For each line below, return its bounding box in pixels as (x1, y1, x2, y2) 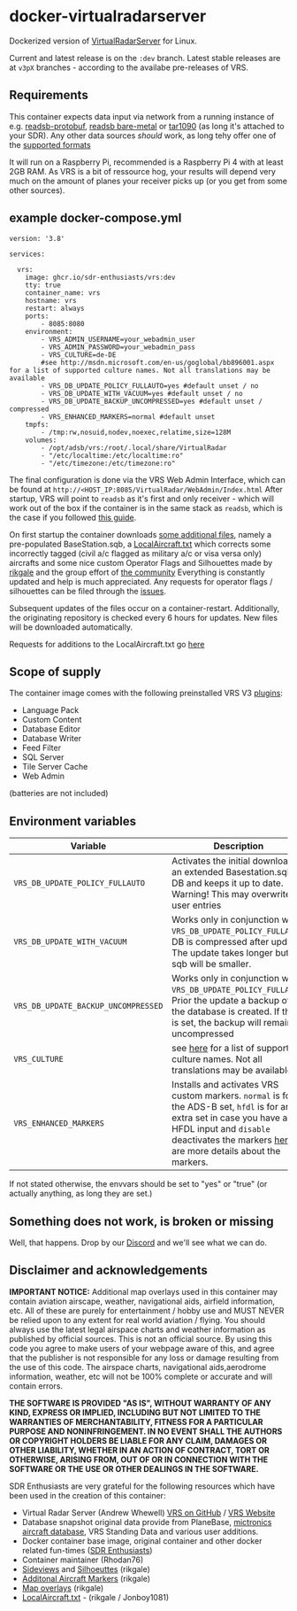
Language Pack (21, 705, 80, 716)
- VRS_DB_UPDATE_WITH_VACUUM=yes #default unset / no (41, 389, 243, 398)
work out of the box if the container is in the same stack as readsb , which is (9, 502, 283, 513)
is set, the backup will (171, 1017, 262, 1029)
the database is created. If (171, 1005, 280, 1018)
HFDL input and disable (171, 1123, 271, 1135)
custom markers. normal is (171, 1089, 280, 1102)
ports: (25, 312, 49, 321)
